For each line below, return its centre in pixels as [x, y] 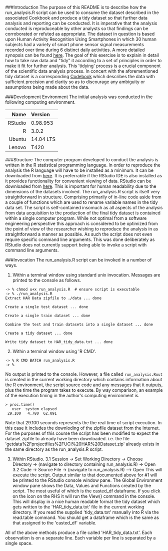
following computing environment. [40, 102]
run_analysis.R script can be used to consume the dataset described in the [82, 13]
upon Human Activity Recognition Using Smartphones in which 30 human [81, 39]
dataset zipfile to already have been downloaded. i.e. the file [67, 439]
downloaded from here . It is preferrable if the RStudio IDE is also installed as [84, 176]
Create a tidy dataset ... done [39, 333]
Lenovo [17, 147]
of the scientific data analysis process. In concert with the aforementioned [82, 71]
